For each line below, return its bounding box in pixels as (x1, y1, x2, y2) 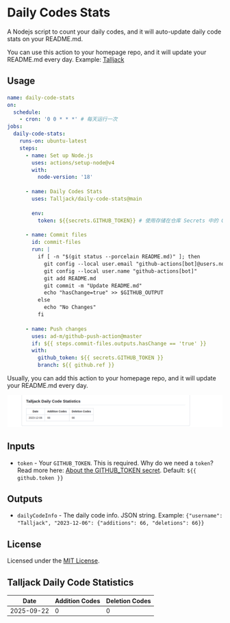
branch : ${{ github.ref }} (37, 362, 115, 369)
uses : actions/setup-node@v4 (31, 159, 115, 166)
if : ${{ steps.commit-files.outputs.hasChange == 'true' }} (31, 340, 207, 347)
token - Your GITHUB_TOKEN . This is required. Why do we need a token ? (16, 459, 214, 467)
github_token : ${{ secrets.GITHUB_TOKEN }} (37, 354, 164, 361)
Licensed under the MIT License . (7, 557, 100, 565)
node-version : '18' (37, 173, 94, 181)
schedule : (13, 108, 41, 116)
